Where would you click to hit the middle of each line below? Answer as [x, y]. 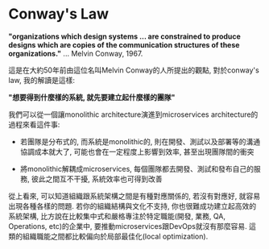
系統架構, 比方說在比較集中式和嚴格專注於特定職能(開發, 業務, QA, [117, 216]
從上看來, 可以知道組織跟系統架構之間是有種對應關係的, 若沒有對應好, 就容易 [134, 196]
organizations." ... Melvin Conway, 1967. [76, 53]
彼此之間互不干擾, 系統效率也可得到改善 [97, 179]
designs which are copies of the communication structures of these [124, 44]
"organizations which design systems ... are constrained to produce [125, 36]
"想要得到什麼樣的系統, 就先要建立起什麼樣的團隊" [92, 97]
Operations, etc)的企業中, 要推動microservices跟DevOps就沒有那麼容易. [128, 226]
